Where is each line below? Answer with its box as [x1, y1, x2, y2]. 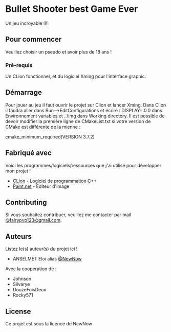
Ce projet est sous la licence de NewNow [5, 321, 93, 327]
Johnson [12, 276, 32, 282]
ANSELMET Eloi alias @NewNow [12, 256, 82, 262]
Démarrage [5, 88, 42, 97]
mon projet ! [5, 168, 31, 174]
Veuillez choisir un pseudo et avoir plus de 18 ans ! [5, 48, 112, 55]
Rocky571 [12, 292, 33, 299]
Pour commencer [5, 35, 62, 44]
